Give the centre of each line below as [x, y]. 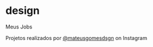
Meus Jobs [19, 27]
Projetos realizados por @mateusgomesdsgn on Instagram [76, 38]
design [23, 11]
